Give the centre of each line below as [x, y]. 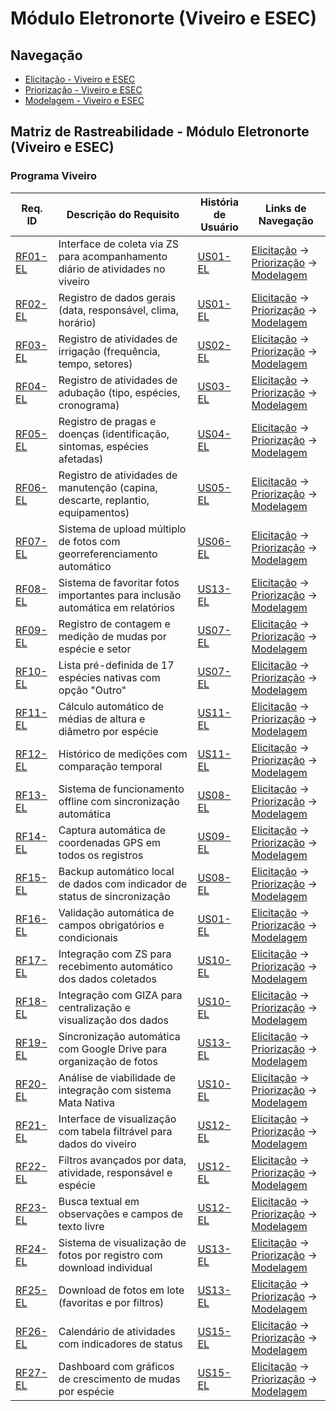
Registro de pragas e [107, 421]
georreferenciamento [108, 554]
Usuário [219, 227]
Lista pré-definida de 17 [116, 665]
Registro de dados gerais [117, 297]
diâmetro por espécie [108, 731]
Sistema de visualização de [122, 1242]
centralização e [95, 1007]
